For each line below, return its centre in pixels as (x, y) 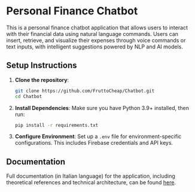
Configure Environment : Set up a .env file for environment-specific (98, 136)
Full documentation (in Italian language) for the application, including (91, 176)
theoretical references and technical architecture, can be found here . (91, 182)
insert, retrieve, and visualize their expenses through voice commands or (96, 40)
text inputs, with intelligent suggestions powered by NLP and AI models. (95, 47)
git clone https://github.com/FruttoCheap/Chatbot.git (85, 91)
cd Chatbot (28, 96)
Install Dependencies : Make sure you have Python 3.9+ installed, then (102, 108)
